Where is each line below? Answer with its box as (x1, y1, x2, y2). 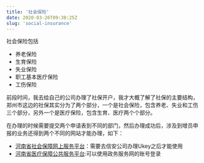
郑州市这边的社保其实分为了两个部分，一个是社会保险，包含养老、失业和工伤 (6, 102, 199, 109)
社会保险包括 (6, 38, 38, 45)
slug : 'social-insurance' (6, 20, 72, 26)
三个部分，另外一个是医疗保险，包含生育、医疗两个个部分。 (6, 109, 156, 116)
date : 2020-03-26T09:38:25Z (6, 15, 78, 21)
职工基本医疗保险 (15, 74, 58, 81)
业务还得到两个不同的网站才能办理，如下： (16, 130, 124, 137)
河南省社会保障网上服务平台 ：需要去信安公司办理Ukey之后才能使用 (15, 142, 183, 150)
